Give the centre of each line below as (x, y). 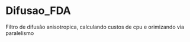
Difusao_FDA (38, 11)
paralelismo (20, 33)
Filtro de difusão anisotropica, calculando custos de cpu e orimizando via (95, 27)
